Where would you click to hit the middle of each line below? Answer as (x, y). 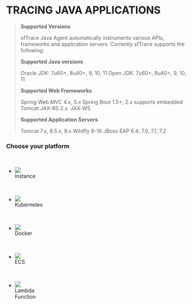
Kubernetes (28, 205)
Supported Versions (45, 26)
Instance (25, 176)
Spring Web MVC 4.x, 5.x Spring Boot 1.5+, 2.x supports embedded (102, 102)
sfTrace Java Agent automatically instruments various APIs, (92, 38)
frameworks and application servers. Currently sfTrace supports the (102, 44)
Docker (23, 233)
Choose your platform (38, 146)
